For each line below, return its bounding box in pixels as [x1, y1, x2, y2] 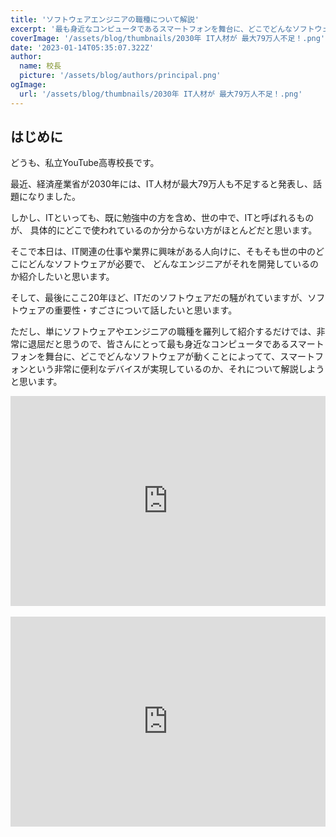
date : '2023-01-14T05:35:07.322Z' [10, 42, 155, 53]
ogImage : [10, 80, 47, 90]
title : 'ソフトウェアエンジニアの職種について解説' [10, 14, 200, 25]
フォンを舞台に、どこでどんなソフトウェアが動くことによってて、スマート [10, 351, 315, 363]
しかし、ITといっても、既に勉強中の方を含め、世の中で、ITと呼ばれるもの [10, 212, 315, 224]
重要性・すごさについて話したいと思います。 [53, 304, 238, 316]
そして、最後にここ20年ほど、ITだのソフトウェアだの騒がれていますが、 [10, 292, 308, 304]
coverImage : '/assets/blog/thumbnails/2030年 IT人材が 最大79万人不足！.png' [10, 33, 326, 43]
